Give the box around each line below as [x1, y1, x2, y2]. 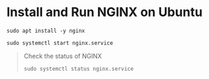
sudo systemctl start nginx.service [6, 39, 113, 46]
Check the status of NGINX [23, 52, 102, 60]
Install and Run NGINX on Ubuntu [6, 4, 203, 20]
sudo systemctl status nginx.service [23, 65, 134, 72]
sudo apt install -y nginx [6, 27, 85, 34]
